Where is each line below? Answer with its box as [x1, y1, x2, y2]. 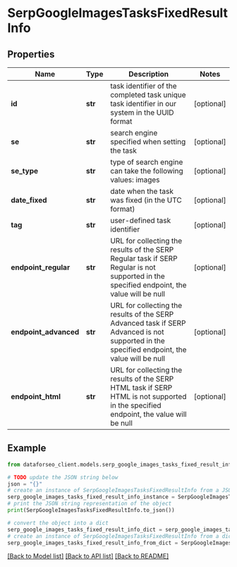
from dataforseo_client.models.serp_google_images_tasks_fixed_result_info [7, 461, 235, 468]
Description [128, 69, 169, 79]
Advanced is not [110, 327, 164, 337]
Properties [7, 48, 55, 60]
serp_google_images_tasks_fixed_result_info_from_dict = [7, 539, 178, 546]
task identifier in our [110, 99, 176, 108]
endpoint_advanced [11, 327, 80, 337]
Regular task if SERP [110, 253, 178, 263]
